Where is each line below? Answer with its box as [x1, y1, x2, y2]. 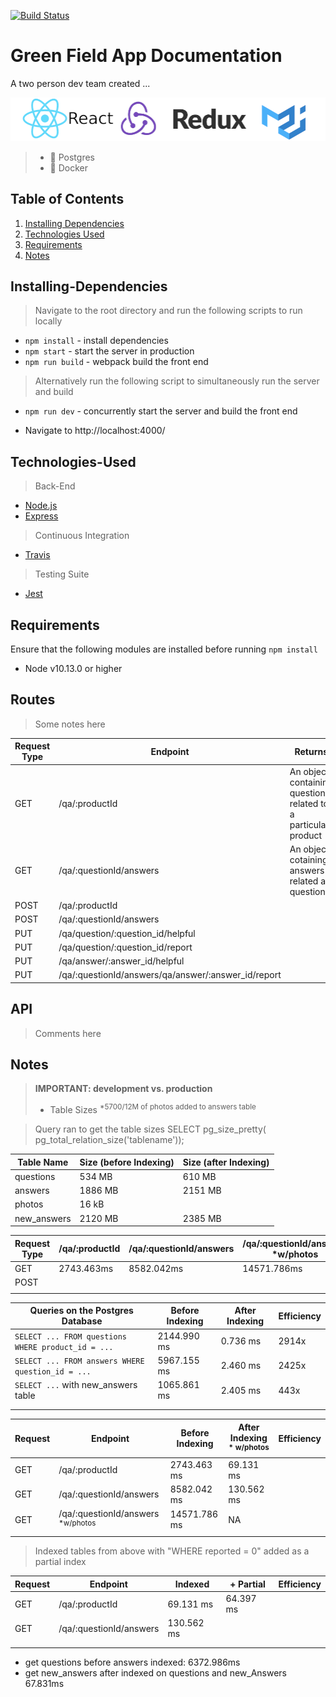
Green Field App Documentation [10, 45, 283, 67]
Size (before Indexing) [79, 1156, 175, 1168]
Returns [294, 745, 329, 757]
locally [34, 315, 63, 327]
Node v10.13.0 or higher [24, 663, 123, 675]
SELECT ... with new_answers [14, 1379, 138, 1391]
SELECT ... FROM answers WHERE [14, 1356, 145, 1366]
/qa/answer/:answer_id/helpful [58, 955, 185, 967]
